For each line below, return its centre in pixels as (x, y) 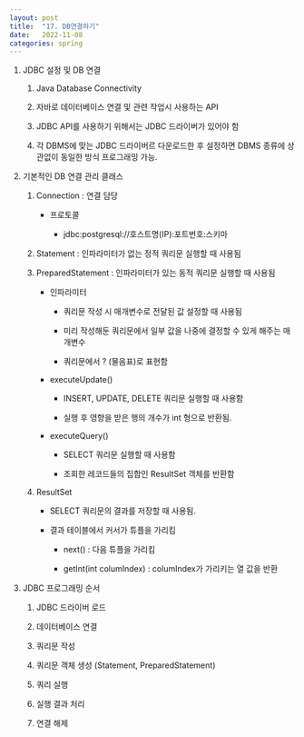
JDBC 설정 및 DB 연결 (62, 70)
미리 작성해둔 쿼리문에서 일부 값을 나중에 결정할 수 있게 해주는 (172, 331)
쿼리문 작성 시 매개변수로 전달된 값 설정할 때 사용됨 (153, 312)
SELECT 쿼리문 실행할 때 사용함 (119, 454)
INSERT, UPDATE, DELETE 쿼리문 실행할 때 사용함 (153, 398)
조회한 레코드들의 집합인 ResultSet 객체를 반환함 (149, 474)
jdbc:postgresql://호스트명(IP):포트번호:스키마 (146, 234)
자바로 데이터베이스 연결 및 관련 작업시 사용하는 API (127, 107)
